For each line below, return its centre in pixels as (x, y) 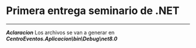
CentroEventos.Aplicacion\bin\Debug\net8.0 (62, 39)
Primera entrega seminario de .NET (93, 11)
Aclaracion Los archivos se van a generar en (60, 32)
